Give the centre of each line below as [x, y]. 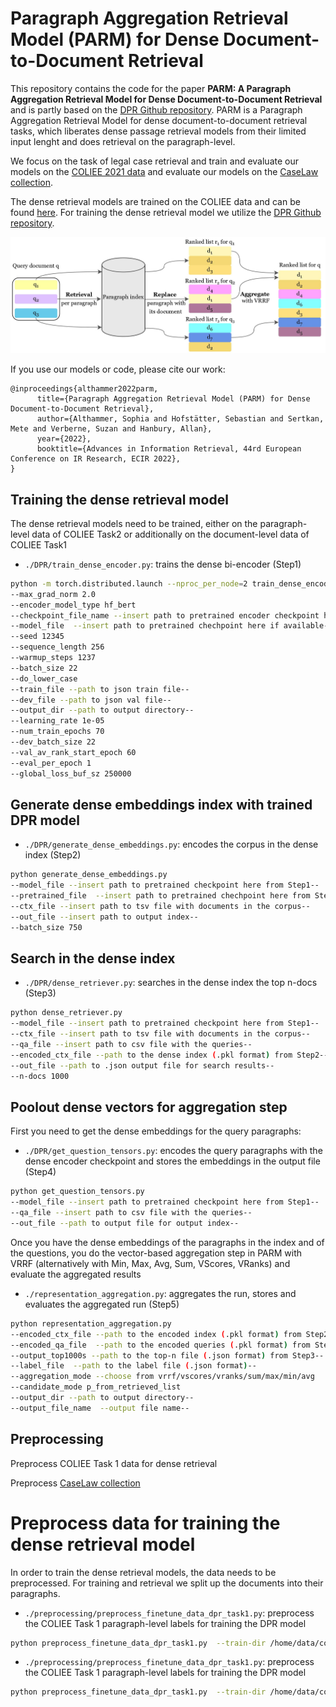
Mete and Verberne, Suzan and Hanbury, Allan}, [111, 429]
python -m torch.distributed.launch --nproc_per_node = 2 [129, 583]
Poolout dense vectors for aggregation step [149, 1107]
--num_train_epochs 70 [57, 732]
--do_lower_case [44, 678]
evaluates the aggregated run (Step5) [102, 1304]
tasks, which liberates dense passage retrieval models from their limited [158, 131]
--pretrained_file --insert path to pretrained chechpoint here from [160, 896]
